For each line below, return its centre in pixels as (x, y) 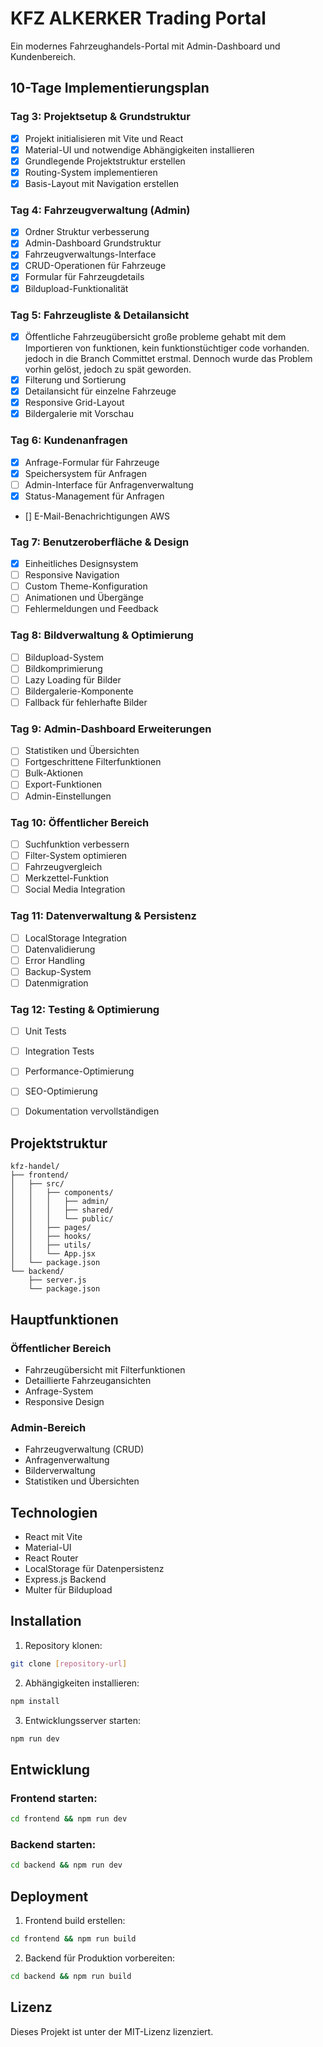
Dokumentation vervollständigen (92, 1111)
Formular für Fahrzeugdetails (84, 277)
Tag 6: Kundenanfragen (69, 440)
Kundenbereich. (43, 56)
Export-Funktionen (63, 784)
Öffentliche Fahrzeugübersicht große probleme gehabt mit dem (155, 336)
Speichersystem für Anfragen (85, 473)
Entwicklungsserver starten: (83, 1720)
